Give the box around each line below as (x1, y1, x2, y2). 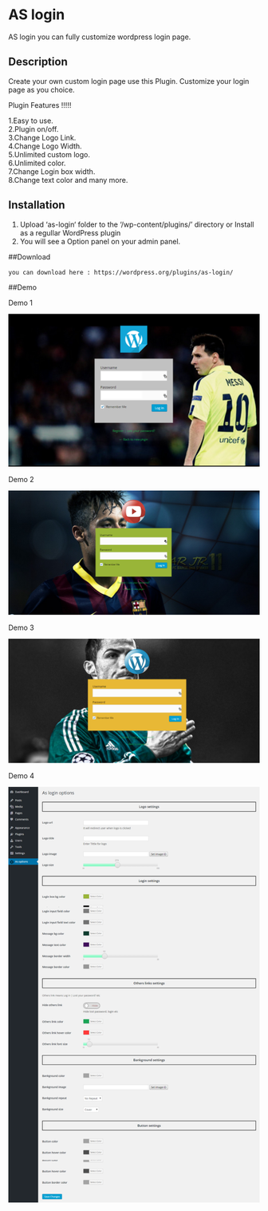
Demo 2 (8, 474, 34, 484)
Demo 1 (8, 298, 33, 307)
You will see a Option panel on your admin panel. (19, 236, 181, 246)
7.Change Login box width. (8, 166, 96, 176)
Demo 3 (8, 623, 34, 632)
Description (8, 55, 68, 69)
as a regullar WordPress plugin (19, 228, 121, 237)
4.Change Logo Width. (8, 141, 82, 151)
